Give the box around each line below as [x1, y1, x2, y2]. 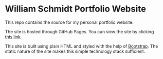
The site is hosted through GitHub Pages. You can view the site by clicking [5, 29, 154, 34]
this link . [5, 34, 22, 40]
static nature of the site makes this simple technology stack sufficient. [5, 48, 145, 54]
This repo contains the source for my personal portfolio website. [5, 19, 134, 25]
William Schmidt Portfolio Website [5, 3, 146, 15]
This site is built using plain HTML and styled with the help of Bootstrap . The [5, 43, 158, 49]
